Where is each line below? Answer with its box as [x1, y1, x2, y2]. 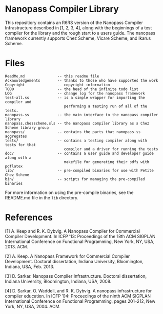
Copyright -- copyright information [5, 82, 110, 87]
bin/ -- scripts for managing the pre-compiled [5, 176, 145, 182]
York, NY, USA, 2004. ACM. [5, 303, 61, 309]
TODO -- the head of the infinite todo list [5, 87, 139, 92]
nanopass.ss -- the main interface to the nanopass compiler [5, 112, 159, 117]
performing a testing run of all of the [64, 104, 147, 109]
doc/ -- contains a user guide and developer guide [5, 151, 154, 156]
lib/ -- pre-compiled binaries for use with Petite [5, 168, 154, 173]
